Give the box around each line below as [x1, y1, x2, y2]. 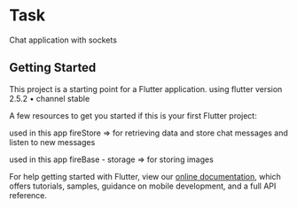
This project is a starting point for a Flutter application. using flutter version [9, 83, 283, 94]
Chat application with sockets [9, 35, 118, 45]
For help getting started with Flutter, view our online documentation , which [9, 171, 282, 181]
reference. [9, 189, 47, 200]
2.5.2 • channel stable [9, 93, 90, 104]
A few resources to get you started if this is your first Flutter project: [9, 110, 257, 120]
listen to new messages [9, 136, 96, 147]
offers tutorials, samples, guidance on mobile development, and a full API [9, 181, 277, 191]
